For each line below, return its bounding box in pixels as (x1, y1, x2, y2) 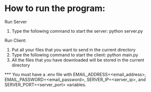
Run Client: (4, 37, 27, 43)
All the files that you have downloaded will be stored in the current (11, 57, 144, 63)
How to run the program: (4, 3, 105, 14)
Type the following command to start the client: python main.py (11, 52, 138, 58)
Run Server (4, 19, 27, 25)
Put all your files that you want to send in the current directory (11, 47, 136, 53)
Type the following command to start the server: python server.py (11, 28, 143, 34)
